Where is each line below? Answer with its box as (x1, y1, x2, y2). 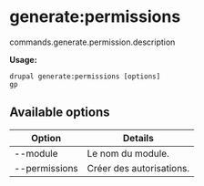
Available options (9, 105, 111, 120)
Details (122, 131, 155, 144)
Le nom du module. (87, 147, 170, 160)
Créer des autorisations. (87, 161, 190, 174)
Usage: (9, 54, 38, 65)
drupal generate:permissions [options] (9, 71, 161, 81)
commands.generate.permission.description (9, 36, 176, 47)
